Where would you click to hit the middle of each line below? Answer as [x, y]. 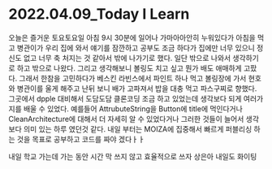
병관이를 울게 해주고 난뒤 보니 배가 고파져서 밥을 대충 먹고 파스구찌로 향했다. [137, 88]
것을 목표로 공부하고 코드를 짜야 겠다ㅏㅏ [81, 139]
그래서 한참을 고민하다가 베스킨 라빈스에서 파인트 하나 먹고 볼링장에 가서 [133, 78]
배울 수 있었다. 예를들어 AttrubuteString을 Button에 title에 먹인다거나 [133, 108]
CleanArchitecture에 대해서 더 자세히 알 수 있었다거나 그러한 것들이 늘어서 [126, 119]
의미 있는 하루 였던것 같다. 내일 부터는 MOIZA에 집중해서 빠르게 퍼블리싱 [138, 129]
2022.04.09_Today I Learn [99, 14]
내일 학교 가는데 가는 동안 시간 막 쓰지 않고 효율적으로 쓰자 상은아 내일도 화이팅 [133, 156]
